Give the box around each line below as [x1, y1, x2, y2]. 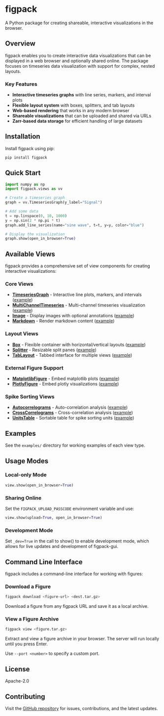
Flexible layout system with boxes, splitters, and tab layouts [12, 102, 135, 108]
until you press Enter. [5, 641, 48, 647]
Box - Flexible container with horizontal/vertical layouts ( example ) [12, 341, 146, 347]
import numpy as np [5, 182, 45, 187]
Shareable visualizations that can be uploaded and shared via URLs [12, 113, 152, 119]
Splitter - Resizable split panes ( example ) [12, 347, 97, 353]
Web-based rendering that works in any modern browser [12, 108, 130, 114]
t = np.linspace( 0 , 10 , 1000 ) [5, 213, 67, 218]
